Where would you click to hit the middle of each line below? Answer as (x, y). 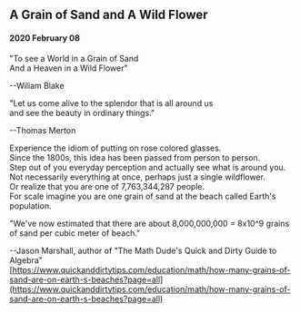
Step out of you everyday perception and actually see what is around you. (148, 167)
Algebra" (26, 260)
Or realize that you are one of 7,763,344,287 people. (107, 186)
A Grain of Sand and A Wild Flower (109, 15)
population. (30, 205)
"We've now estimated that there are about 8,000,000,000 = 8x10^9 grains (150, 223)
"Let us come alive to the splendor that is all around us (111, 103)
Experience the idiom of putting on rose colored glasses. (115, 148)
